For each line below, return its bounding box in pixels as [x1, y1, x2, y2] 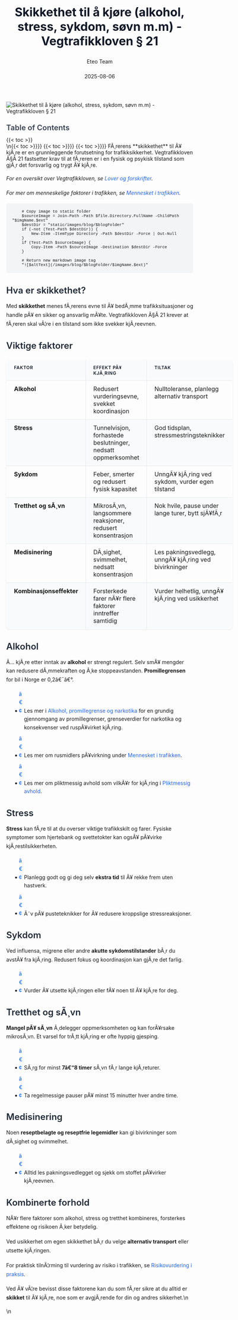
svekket [93, 399, 116, 408]
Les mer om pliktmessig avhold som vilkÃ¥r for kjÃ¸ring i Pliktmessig [24, 779, 191, 786]
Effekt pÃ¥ [93, 364, 122, 370]
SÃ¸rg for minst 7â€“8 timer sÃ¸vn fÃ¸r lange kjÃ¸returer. [24, 1064, 161, 1071]
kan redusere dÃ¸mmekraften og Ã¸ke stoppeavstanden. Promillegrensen [6, 667, 186, 674]
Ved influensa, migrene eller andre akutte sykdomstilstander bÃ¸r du [6, 947, 176, 954]
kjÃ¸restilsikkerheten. [6, 843, 58, 850]
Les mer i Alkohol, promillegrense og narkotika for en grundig [24, 707, 174, 714]
